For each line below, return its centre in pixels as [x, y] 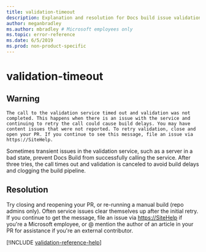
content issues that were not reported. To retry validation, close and [101, 129]
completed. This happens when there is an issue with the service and [98, 118]
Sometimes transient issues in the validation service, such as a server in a [100, 151]
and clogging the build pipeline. [46, 170]
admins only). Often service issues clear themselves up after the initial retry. [102, 211]
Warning [23, 99]
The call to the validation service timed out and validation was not [98, 113]
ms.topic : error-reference [41, 35]
